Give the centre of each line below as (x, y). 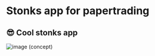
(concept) (41, 47)
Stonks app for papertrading (78, 11)
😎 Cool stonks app (42, 33)
